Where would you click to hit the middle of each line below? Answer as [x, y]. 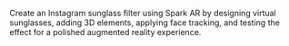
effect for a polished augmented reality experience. [105, 32]
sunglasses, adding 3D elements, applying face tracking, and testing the [144, 23]
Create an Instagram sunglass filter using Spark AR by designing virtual [143, 13]
